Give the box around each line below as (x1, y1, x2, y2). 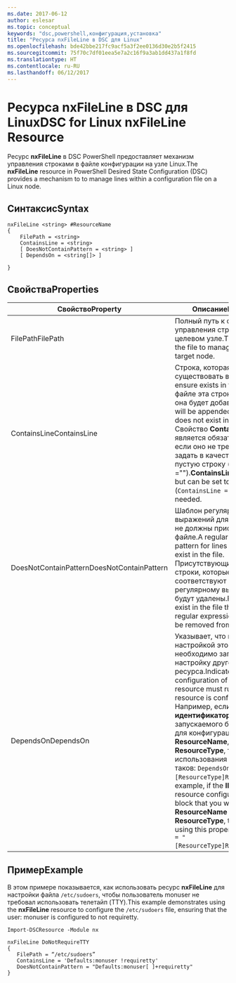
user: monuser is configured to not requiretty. (7, 913, 139, 921)
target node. (174, 351, 216, 361)
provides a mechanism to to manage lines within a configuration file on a (7, 175, 218, 183)
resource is (174, 693, 212, 703)
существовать (174, 372, 223, 382)
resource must (174, 684, 223, 694)
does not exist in (174, 415, 230, 425)
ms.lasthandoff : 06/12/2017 (7, 69, 90, 76)
